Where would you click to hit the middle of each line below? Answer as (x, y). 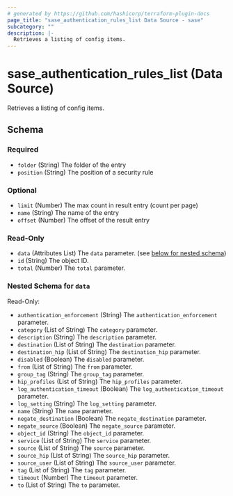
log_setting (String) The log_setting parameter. (87, 403)
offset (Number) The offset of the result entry (83, 221)
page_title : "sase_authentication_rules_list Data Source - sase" (105, 20)
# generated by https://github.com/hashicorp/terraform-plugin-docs (109, 14)
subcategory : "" (31, 26)
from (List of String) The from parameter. (75, 367)
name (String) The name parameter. (65, 410)
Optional (22, 190)
